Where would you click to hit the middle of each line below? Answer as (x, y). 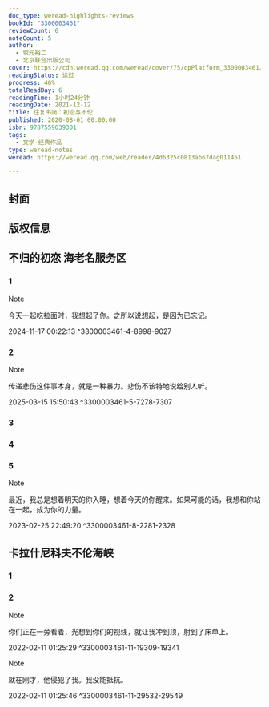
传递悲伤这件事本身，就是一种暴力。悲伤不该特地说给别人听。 (110, 386)
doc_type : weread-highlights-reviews (71, 16)
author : (21, 46)
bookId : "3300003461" (44, 23)
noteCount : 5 (30, 38)
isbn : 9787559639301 (43, 127)
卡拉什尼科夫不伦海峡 (61, 553)
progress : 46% (32, 82)
